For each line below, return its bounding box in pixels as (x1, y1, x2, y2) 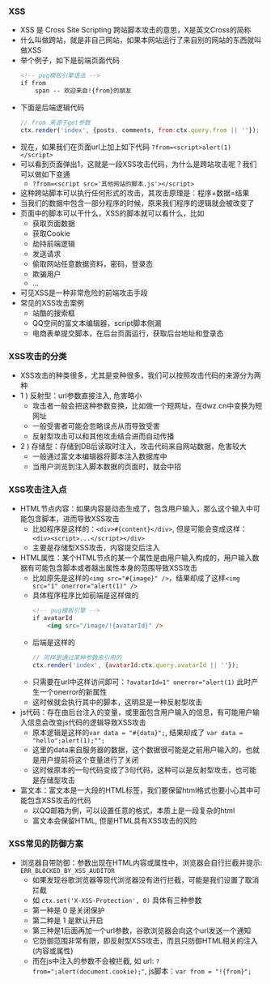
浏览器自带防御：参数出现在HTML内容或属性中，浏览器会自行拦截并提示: (19, 858, 263, 867)
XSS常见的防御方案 (8, 837, 83, 849)
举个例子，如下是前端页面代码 (19, 55, 120, 66)
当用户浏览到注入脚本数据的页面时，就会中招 (32, 461, 182, 471)
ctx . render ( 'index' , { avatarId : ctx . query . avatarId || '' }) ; (32, 661, 239, 670)
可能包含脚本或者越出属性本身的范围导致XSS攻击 (34, 563, 198, 573)
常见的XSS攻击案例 (19, 297, 85, 307)
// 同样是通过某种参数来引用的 (32, 653, 122, 661)
